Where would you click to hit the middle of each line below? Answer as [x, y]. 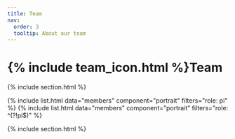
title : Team [25, 14]
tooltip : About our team [50, 33]
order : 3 [26, 27]
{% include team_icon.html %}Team [115, 68]
